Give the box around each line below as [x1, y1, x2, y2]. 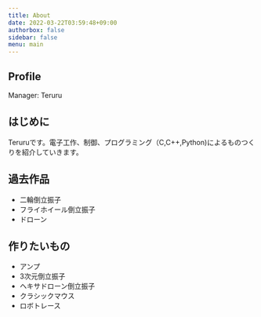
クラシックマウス [19, 291, 75, 301]
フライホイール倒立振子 [19, 205, 96, 214]
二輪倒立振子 [19, 195, 61, 204]
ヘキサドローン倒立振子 [19, 282, 96, 291]
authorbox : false [8, 26, 65, 34]
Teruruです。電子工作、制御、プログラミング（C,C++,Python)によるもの [8, 137, 241, 147]
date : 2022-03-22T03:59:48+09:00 [8, 19, 118, 27]
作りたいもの [8, 239, 71, 253]
